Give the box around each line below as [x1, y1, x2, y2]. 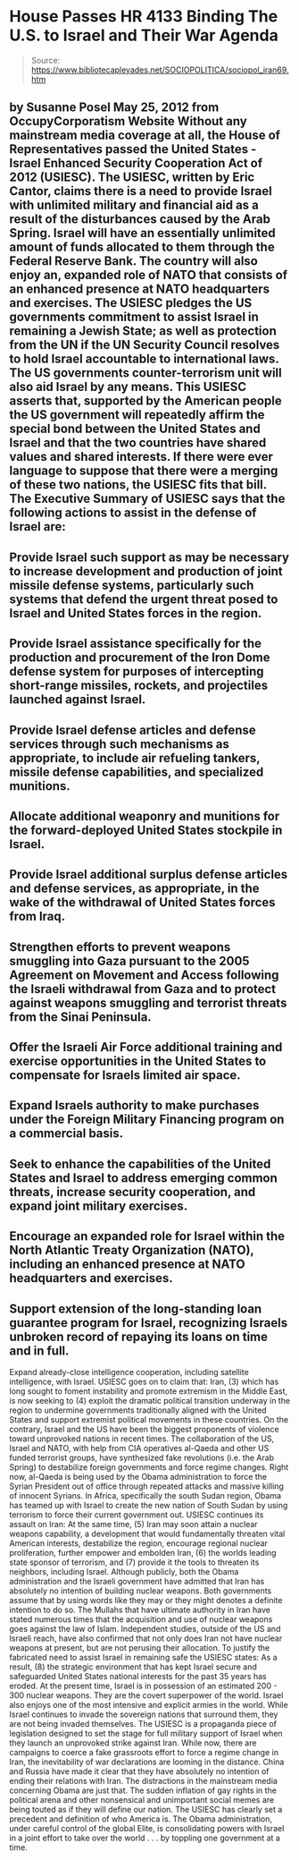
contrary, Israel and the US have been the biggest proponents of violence [9, 1424, 279, 1435]
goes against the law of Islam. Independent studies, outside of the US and [9, 1624, 281, 1635]
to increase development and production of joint [9, 564, 283, 579]
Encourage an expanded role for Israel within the [9, 1228, 286, 1244]
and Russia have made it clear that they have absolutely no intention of [9, 1766, 270, 1777]
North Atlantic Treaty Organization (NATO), [9, 1243, 254, 1258]
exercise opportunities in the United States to [9, 1054, 267, 1069]
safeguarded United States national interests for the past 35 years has [9, 1671, 267, 1682]
